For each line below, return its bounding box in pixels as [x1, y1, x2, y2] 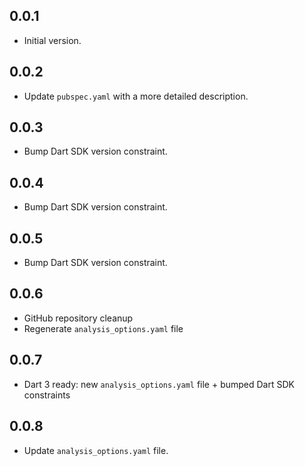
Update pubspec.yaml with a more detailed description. [23, 90, 249, 102]
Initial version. [23, 34, 82, 46]
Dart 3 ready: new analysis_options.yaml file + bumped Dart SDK [23, 378, 295, 390]
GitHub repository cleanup [23, 312, 134, 324]
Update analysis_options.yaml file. [23, 444, 169, 456]
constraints [23, 389, 71, 401]
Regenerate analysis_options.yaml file [23, 322, 184, 334]
